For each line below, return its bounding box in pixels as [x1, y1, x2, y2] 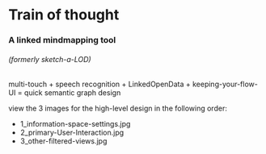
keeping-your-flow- [192, 79, 259, 89]
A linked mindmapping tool [8, 35, 116, 46]
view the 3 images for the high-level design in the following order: [8, 103, 228, 114]
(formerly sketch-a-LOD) [8, 54, 91, 64]
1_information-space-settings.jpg [19, 119, 131, 129]
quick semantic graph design [23, 88, 121, 98]
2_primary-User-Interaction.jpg [19, 127, 125, 138]
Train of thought [8, 6, 120, 24]
